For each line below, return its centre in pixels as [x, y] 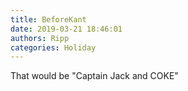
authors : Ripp [40, 38]
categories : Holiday [53, 47]
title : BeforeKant [48, 19]
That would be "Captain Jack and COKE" [94, 76]
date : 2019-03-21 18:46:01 [66, 29]
